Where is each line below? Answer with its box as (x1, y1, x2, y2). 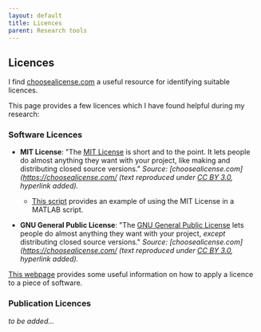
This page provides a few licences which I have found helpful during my (8, 101, 245, 111)
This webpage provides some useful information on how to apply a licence (8, 270, 254, 279)
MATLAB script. (31, 205, 84, 215)
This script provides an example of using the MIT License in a (31, 197, 235, 206)
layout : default (8, 11, 62, 20)
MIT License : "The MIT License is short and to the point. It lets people (19, 147, 251, 157)
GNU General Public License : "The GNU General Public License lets (19, 221, 245, 230)
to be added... (8, 316, 54, 326)
